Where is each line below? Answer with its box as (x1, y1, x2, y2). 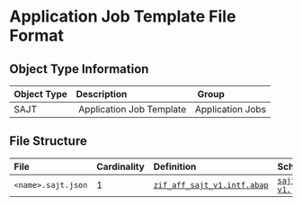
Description (75, 88, 128, 100)
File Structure (9, 133, 87, 149)
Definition (153, 160, 197, 173)
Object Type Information (9, 61, 149, 76)
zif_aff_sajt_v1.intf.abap (153, 180, 269, 190)
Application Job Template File (9, 6, 236, 27)
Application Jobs (194, 103, 267, 115)
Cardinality (95, 160, 146, 173)
